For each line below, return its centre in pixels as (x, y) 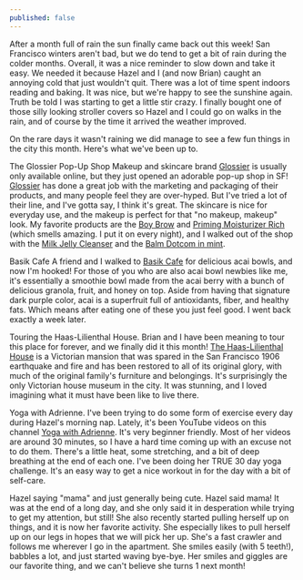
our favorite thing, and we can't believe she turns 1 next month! (127, 565)
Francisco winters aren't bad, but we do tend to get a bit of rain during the (148, 53)
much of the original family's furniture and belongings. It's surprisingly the (148, 375)
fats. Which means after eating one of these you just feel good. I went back (150, 310)
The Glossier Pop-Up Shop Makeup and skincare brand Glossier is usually (148, 166)
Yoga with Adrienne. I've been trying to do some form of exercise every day (151, 412)
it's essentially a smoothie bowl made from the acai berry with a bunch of (147, 280)
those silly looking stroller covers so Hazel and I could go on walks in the (146, 111)
